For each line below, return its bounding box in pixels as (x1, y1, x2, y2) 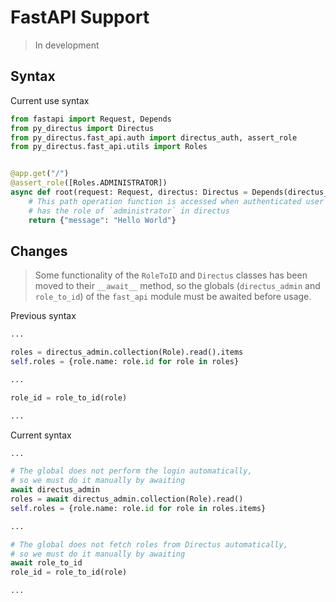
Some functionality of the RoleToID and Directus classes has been (34, 269, 308, 281)
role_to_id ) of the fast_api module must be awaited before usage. (34, 291, 312, 303)
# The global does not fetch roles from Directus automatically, (10, 539, 288, 550)
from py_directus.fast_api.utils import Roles (10, 142, 208, 152)
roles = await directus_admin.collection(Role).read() (10, 494, 244, 505)
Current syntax (10, 429, 72, 441)
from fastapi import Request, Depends (10, 114, 172, 124)
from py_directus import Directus (10, 123, 155, 133)
